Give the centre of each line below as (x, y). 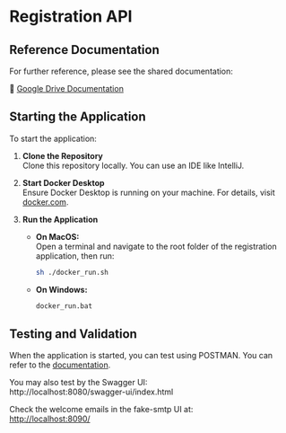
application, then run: (75, 256)
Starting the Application (78, 117)
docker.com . (45, 202)
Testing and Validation (73, 334)
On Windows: (61, 289)
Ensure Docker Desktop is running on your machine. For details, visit (148, 192)
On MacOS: (57, 236)
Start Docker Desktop (63, 182)
